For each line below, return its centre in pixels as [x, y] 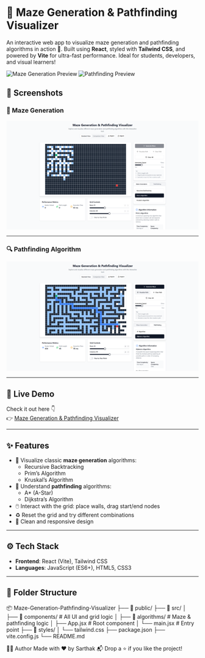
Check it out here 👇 [31, 409]
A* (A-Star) [39, 493]
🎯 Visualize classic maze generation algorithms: [76, 460]
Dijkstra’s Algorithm [49, 499]
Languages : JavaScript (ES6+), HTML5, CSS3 [73, 567]
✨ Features [28, 445]
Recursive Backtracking [54, 466]
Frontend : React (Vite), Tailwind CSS [61, 561]
